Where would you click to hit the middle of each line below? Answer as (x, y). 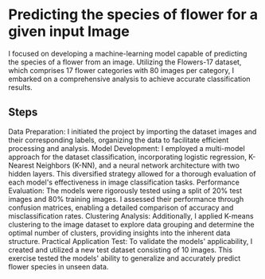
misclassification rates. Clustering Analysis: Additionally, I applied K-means (131, 215)
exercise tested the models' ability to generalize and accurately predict (125, 258)
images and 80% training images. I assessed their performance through (126, 199)
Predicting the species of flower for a (133, 15)
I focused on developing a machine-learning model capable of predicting (128, 53)
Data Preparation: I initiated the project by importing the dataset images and (132, 131)
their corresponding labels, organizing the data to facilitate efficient (119, 140)
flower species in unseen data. (58, 266)
